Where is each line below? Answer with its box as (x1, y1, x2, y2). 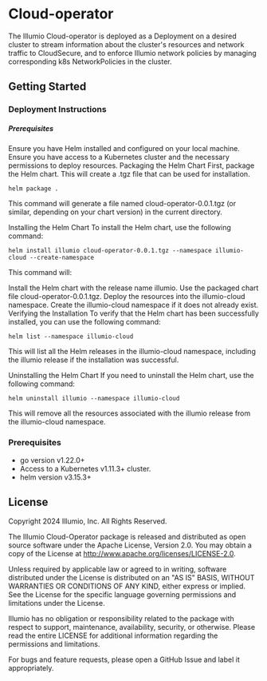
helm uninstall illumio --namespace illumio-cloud (8, 395, 180, 403)
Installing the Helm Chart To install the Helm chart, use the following (8, 223, 231, 233)
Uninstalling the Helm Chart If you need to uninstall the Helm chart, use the (8, 371, 254, 380)
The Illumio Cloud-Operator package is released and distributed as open (8, 532, 246, 542)
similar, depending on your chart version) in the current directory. (8, 207, 223, 217)
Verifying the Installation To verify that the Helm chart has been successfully (8, 309, 259, 318)
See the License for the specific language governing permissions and (8, 590, 237, 599)
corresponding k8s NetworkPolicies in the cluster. (8, 57, 172, 66)
